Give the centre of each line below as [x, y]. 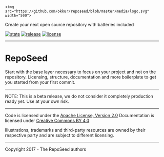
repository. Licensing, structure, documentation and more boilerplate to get [81, 77]
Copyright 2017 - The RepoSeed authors [46, 149]
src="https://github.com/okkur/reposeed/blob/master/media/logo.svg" [77, 11]
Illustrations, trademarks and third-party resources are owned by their [75, 130]
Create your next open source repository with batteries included [70, 25]
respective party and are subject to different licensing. [60, 135]
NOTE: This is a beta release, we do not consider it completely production [79, 96]
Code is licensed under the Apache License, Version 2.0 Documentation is [80, 115]
